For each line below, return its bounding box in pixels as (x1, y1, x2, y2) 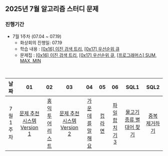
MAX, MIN (19, 57, 41, 63)
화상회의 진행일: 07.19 (19, 39, 62, 45)
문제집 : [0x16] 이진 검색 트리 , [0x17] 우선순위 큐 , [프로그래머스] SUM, (19, 52, 157, 58)
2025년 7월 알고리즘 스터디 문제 (5, 4, 99, 13)
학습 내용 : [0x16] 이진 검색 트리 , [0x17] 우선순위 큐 (19, 45, 120, 51)
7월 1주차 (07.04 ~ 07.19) (12, 33, 61, 39)
